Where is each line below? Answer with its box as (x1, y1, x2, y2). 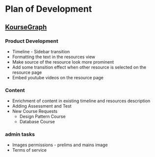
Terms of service (12, 147, 47, 153)
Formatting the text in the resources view (12, 54, 96, 60)
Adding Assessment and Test (12, 103, 72, 109)
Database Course (19, 119, 55, 125)
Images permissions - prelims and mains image (12, 142, 108, 148)
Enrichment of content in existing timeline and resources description (12, 98, 151, 104)
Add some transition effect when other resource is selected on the (12, 64, 146, 70)
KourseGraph (5, 23, 47, 31)
